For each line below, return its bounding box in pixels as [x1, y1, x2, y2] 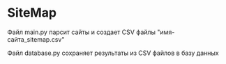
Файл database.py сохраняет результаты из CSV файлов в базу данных [7, 49, 219, 57]
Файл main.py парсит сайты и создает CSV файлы [7, 28, 156, 36]
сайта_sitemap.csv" [7, 35, 65, 43]
